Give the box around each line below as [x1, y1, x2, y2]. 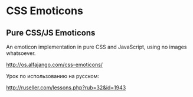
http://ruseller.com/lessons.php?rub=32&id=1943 [6, 84, 126, 91]
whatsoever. [6, 50, 36, 57]
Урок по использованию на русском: [6, 73, 99, 79]
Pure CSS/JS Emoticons [6, 28, 96, 38]
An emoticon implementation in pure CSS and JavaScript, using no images [6, 43, 187, 50]
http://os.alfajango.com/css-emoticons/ [6, 61, 103, 68]
